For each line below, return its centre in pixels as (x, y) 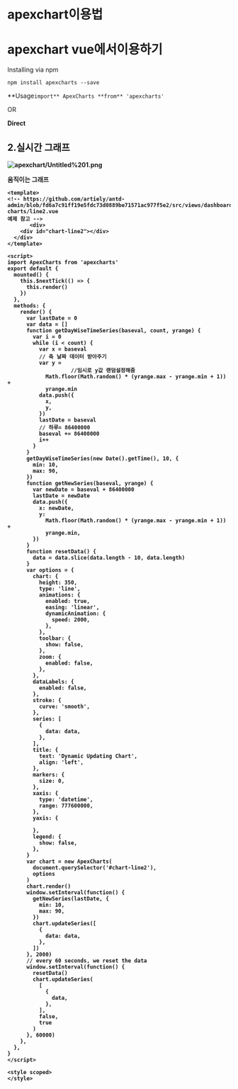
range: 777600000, (66, 806)
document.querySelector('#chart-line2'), (95, 868)
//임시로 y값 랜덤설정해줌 (103, 370)
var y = (50, 363)
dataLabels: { (53, 682)
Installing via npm (33, 70)
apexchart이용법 (55, 15)
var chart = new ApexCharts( (69, 862)
